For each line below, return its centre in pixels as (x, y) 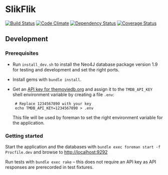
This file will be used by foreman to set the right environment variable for (88, 117)
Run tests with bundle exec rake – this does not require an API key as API (81, 161)
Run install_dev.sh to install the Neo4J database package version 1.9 (85, 64)
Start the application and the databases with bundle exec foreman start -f (83, 146)
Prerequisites (22, 53)
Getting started (24, 136)
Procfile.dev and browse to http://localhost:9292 (56, 152)
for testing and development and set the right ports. (66, 69)
